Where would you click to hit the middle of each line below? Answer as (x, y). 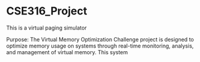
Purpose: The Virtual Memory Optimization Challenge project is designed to (100, 39)
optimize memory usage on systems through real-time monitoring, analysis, (100, 46)
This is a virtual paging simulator (47, 28)
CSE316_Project (47, 11)
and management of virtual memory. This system (67, 52)
